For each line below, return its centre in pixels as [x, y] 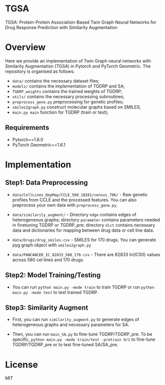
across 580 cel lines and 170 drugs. [48, 260]
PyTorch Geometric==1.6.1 [39, 145]
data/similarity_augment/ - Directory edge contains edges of [74, 214]
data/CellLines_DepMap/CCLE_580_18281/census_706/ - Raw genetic [80, 194]
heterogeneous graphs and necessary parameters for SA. [71, 325]
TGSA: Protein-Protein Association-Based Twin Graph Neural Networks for [81, 22]
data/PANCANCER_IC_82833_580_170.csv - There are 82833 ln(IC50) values [86, 254]
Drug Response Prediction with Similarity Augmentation [61, 27]
